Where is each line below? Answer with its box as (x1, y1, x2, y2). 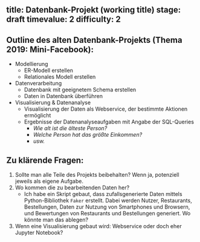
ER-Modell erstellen (24, 67, 74, 74)
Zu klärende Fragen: (6, 155, 84, 165)
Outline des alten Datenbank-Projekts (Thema (6, 34, 182, 45)
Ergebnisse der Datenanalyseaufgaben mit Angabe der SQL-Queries (24, 118, 195, 126)
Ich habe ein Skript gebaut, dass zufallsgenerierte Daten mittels (24, 191, 182, 198)
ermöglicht (24, 112, 51, 119)
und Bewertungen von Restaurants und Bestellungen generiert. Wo (24, 210, 191, 217)
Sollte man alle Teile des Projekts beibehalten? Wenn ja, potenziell (15, 171, 179, 178)
